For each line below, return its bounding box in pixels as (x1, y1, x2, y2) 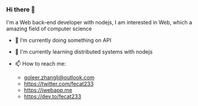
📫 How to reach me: (14, 60, 66, 67)
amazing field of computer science (6, 25, 92, 32)
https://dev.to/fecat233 (23, 93, 82, 100)
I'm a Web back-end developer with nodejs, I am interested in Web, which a (6, 19, 193, 26)
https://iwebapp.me (23, 86, 73, 94)
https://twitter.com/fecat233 (23, 80, 94, 88)
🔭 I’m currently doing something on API (14, 37, 112, 44)
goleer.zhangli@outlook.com (23, 74, 95, 81)
